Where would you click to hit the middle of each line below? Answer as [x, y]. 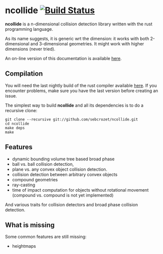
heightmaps [24, 246]
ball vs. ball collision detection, [43, 164]
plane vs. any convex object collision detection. [60, 169]
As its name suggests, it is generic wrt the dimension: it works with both [77, 39]
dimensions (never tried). [30, 49]
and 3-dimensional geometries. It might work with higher [87, 43]
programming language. [29, 29]
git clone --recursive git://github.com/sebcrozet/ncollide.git [72, 119]
